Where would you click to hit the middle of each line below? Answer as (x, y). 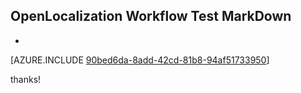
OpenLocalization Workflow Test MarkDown (151, 16)
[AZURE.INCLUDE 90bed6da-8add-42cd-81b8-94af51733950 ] (140, 60)
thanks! (26, 79)
